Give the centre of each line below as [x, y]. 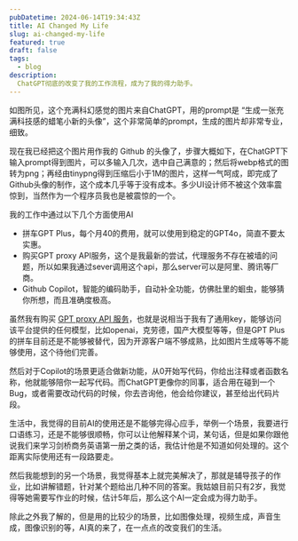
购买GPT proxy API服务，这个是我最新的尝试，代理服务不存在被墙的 [146, 255]
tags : [19, 59]
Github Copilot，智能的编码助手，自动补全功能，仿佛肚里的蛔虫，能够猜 [153, 289]
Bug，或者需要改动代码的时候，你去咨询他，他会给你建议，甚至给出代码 [141, 393]
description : [33, 76]
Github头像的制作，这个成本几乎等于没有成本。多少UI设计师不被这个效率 [142, 184]
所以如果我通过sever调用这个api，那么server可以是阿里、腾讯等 [154, 267]
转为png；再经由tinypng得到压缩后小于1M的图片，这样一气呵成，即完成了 [144, 173]
